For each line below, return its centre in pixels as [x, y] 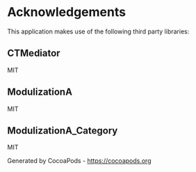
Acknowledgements [67, 12]
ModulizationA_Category [63, 131]
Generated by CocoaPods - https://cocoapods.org [79, 161]
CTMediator [34, 53]
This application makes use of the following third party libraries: [98, 31]
